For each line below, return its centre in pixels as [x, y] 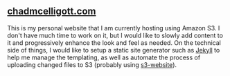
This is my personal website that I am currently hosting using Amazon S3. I [114, 28]
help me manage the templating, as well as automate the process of [104, 57]
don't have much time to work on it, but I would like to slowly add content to [115, 35]
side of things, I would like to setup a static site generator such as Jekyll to [114, 50]
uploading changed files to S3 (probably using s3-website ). [92, 64]
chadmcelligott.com [52, 11]
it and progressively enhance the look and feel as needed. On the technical [114, 42]
